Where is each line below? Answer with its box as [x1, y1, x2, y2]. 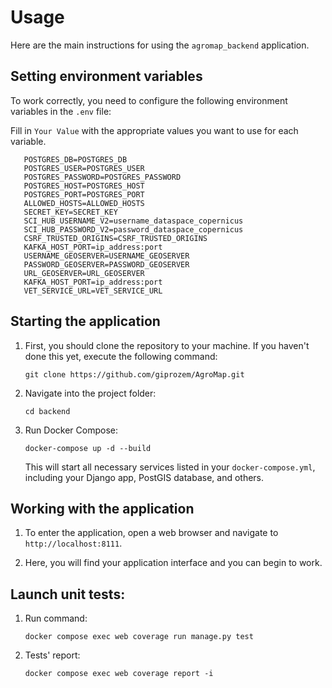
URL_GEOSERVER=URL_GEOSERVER [23, 268, 145, 278]
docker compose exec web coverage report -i [24, 669, 214, 679]
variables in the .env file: [10, 105, 112, 117]
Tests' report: [24, 649, 81, 661]
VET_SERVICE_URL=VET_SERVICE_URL [23, 286, 163, 296]
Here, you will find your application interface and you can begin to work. [24, 557, 323, 569]
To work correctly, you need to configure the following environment [10, 94, 288, 106]
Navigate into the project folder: [24, 387, 157, 399]
